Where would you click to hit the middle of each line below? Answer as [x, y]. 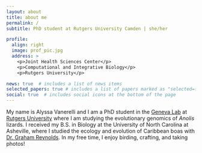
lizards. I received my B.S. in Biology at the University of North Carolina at [97, 124]
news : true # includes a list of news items [64, 84]
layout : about [24, 12]
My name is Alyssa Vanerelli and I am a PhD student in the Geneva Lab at [97, 112]
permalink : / [23, 23]
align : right [28, 45]
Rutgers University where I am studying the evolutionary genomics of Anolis [100, 118]
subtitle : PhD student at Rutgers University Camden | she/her [87, 28]
